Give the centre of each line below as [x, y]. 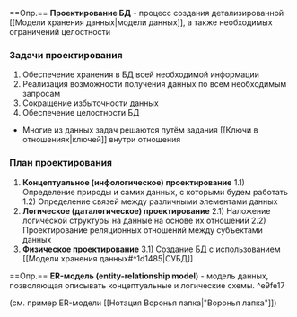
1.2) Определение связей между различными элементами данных [150, 201]
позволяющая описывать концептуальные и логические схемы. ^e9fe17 [147, 285]
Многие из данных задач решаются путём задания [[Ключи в [140, 130]
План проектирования [61, 163]
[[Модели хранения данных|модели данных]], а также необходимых [141, 22]
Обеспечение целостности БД [81, 113]
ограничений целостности [60, 32]
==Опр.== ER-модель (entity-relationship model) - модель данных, [139, 276]
